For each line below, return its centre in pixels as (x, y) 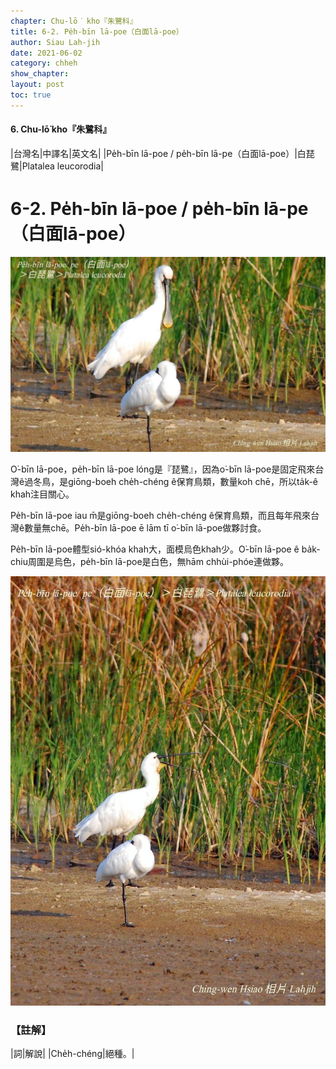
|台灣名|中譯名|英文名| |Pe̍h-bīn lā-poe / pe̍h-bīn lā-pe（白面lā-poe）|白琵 (162, 153)
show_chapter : (40, 74)
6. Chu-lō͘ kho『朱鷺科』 (61, 129)
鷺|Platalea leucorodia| (57, 166)
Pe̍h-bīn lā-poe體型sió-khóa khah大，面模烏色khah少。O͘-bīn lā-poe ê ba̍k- (165, 549)
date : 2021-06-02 (46, 53)
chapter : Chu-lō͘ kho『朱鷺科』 (74, 21)
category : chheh (44, 63)
